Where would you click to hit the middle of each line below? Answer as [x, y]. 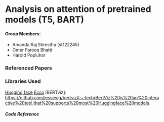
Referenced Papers [29, 68]
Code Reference [22, 114]
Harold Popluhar [29, 55]
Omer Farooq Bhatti [32, 50]
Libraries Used [23, 81]
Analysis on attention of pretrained [78, 9]
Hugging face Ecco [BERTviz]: [36, 92]
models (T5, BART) [45, 20]
